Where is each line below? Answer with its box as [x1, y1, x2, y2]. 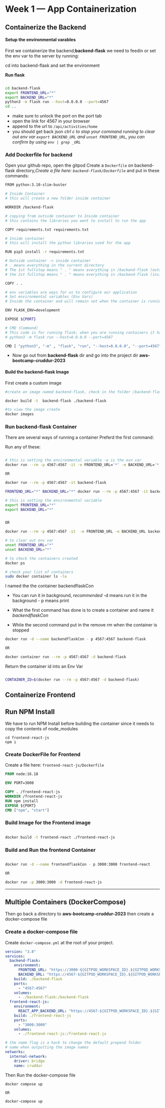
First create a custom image [5, 380, 62, 386]
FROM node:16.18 [5, 772, 38, 777]
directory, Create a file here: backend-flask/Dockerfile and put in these [16, 168, 160, 174]
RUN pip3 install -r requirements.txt [5, 249, 84, 254]
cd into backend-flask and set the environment [5, 62, 100, 68]
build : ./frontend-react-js [14, 1013, 71, 1018]
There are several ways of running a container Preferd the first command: [5, 434, 154, 441]
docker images [5, 412, 34, 417]
